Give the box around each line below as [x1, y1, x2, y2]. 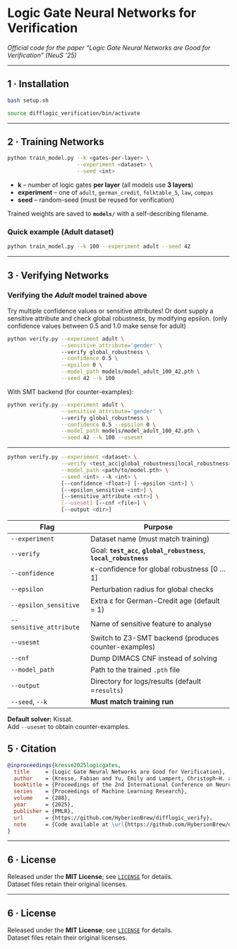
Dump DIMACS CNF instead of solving [90, 653, 217, 663]
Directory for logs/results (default [90, 677, 201, 686]
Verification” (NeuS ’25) [7, 51, 78, 59]
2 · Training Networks [7, 136, 104, 148]
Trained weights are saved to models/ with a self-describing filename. [7, 209, 209, 217]
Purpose [143, 522, 173, 532]
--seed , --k [11, 697, 48, 707]
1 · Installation [7, 78, 69, 90]
